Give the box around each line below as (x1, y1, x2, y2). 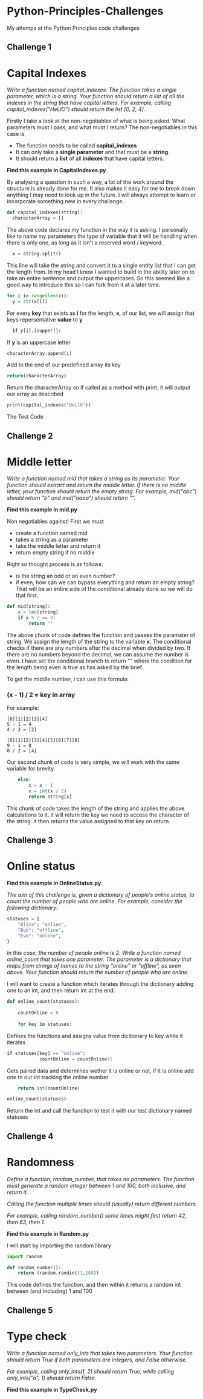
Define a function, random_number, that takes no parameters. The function (7, 1175, 195, 1182)
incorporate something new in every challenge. (7, 198, 124, 205)
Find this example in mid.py (7, 506, 77, 513)
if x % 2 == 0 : (18, 615, 56, 621)
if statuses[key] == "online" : (7, 1050, 86, 1056)
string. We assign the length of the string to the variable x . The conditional (7, 638, 192, 645)
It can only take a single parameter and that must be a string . (15, 149, 170, 156)
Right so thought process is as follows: (7, 561, 103, 568)
